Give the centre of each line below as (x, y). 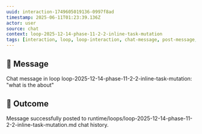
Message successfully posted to (47, 118)
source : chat (23, 29)
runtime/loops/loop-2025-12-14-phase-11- (140, 118)
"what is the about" (30, 85)
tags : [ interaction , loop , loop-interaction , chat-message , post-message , (102, 40)
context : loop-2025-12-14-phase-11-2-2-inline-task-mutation (84, 34)
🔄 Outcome (28, 104)
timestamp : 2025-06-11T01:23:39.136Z (54, 17)
